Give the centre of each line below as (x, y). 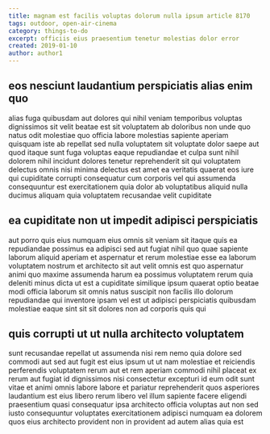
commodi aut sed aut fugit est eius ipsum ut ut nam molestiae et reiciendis (132, 362)
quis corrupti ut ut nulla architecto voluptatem (126, 334)
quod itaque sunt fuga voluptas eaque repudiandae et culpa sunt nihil (124, 152)
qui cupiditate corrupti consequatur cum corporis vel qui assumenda (122, 177)
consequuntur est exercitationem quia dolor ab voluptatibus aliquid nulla (128, 186)
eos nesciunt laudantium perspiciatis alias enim (131, 86)
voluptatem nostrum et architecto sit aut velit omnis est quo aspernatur (126, 265)
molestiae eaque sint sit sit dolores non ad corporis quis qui (108, 308)
